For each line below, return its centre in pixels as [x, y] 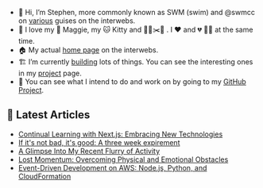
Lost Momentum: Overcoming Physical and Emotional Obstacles [123, 159]
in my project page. [50, 73]
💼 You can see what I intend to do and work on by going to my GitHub [132, 82]
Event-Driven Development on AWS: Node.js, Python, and [112, 167]
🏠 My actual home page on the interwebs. [88, 50]
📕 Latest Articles [48, 115]
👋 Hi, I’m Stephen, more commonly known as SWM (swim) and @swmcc [136, 12]
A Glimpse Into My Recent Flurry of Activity [89, 151]
